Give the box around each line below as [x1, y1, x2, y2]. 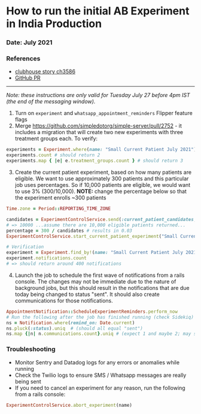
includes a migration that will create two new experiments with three [14, 129, 184, 136]
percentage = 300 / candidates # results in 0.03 [6, 228, 133, 234]
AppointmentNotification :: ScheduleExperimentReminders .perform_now [6, 309, 178, 315]
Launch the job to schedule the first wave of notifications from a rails [14, 271, 185, 279]
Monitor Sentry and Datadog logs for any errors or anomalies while [14, 358, 180, 366]
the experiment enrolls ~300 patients [14, 194, 106, 201]
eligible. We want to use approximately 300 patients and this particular [14, 175, 189, 182]
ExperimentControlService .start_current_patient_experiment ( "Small [6, 233, 178, 239]
